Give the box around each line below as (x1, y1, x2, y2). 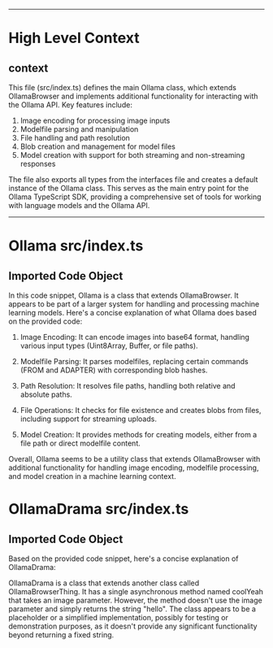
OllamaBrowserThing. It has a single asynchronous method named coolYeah (8, 587, 264, 596)
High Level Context (8, 29, 140, 47)
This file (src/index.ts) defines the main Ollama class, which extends (8, 83, 237, 92)
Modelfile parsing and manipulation (19, 124, 139, 134)
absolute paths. (19, 389, 73, 399)
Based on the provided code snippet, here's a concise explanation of (8, 554, 239, 563)
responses (19, 159, 56, 168)
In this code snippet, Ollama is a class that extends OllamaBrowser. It (8, 290, 239, 300)
